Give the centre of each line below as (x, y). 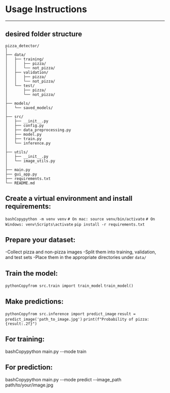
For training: (25, 339)
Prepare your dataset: (40, 239)
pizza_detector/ (22, 46)
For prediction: (29, 367)
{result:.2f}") (21, 324)
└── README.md (20, 183)
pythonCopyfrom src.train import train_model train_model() (69, 286)
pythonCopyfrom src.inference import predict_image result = (70, 314)
